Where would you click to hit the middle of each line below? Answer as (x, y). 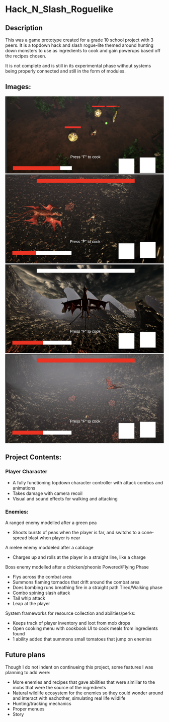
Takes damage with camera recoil (48, 493)
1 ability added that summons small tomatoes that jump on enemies (82, 639)
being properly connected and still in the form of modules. (65, 71)
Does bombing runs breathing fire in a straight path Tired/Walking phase (87, 587)
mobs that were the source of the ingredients (59, 687)
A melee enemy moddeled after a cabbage (50, 547)
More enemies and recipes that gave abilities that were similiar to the (84, 682)
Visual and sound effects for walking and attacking (65, 498)
